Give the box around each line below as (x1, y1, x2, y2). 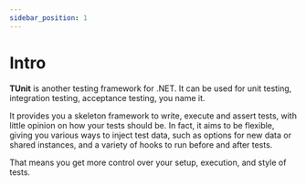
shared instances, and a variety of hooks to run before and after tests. (9, 139, 273, 150)
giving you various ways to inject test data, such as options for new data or (9, 129, 292, 140)
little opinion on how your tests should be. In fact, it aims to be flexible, (9, 119, 275, 130)
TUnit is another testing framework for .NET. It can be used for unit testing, (9, 83, 292, 94)
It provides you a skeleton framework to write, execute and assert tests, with (9, 110, 297, 121)
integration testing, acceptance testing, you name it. (9, 92, 206, 103)
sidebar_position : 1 (9, 13, 89, 23)
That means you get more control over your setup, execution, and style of (9, 157, 287, 168)
